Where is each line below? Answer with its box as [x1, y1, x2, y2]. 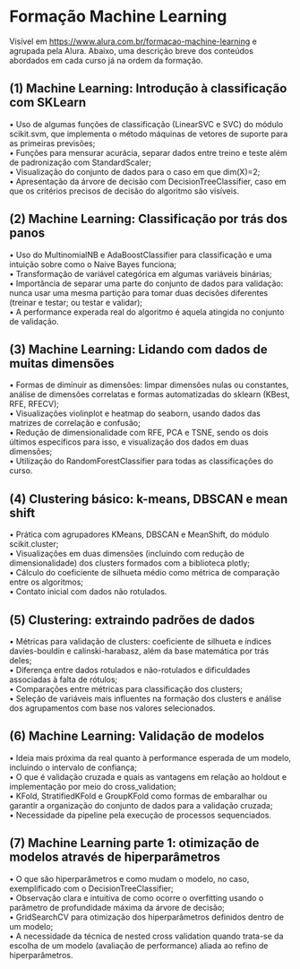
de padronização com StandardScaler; [9, 157, 152, 168]
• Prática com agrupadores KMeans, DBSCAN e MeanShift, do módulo [9, 529, 270, 540]
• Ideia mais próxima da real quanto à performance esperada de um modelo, [9, 752, 292, 763]
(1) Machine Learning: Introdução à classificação [9, 81, 287, 96]
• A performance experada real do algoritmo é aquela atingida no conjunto [9, 307, 285, 317]
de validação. [9, 316, 59, 326]
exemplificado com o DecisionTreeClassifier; [9, 883, 174, 894]
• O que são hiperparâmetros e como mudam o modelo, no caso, [9, 873, 250, 884]
